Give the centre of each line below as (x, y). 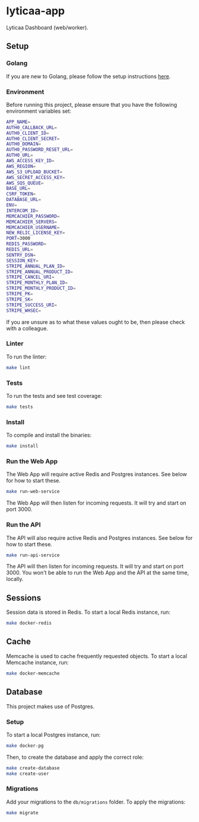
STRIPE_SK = (20, 299)
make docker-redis (29, 623)
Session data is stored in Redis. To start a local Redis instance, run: (88, 612)
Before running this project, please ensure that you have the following (92, 104)
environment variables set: (39, 111)
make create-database (33, 768)
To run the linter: (26, 357)
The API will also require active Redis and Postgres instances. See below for (99, 537)
